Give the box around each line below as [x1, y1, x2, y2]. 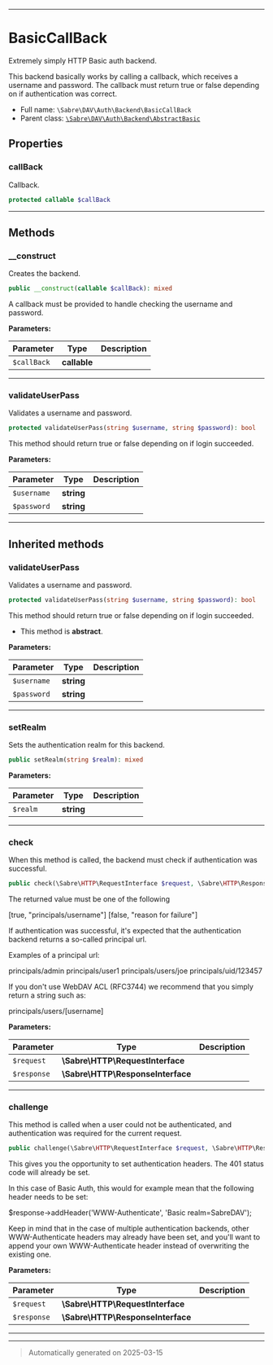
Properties [8, 137, 63, 151]
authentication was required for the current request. [8, 1129, 183, 1139]
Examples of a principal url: [8, 950, 100, 960]
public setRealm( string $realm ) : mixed [8, 756, 144, 764]
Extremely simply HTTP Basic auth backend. [8, 55, 157, 65]
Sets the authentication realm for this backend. [8, 740, 165, 750]
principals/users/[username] [8, 1007, 104, 1016]
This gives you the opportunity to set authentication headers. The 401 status [8, 1159, 264, 1169]
